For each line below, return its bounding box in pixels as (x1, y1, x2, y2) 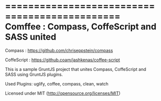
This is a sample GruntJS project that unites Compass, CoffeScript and (5, 66, 146, 72)
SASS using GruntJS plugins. (5, 71, 63, 77)
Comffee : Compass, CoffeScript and (5, 21, 157, 32)
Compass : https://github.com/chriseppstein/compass (5, 47, 113, 53)
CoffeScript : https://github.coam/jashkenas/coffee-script (5, 57, 120, 63)
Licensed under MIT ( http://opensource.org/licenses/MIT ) (5, 90, 121, 96)
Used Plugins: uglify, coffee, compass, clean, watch (5, 81, 109, 86)
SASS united (5, 32, 57, 43)
